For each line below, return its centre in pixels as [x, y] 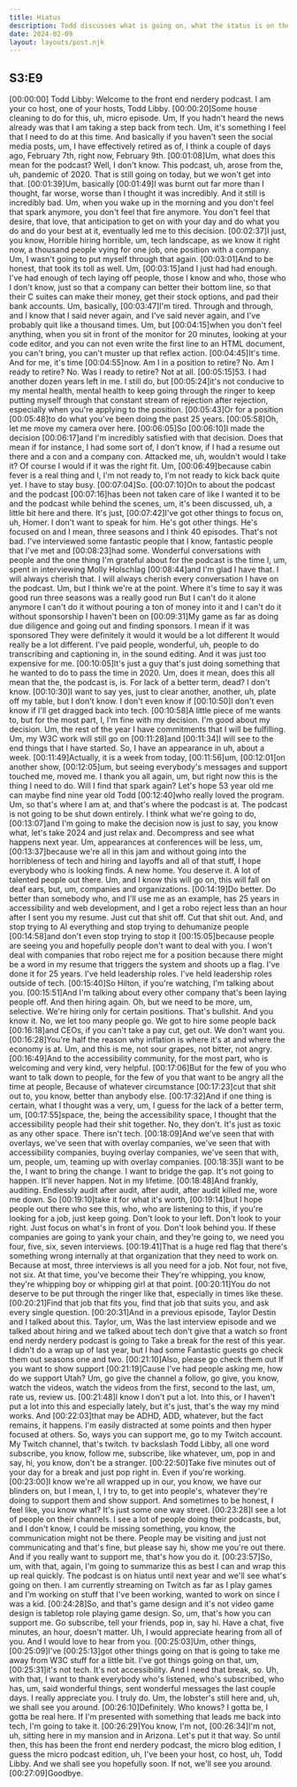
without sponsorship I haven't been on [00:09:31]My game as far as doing [144, 617]
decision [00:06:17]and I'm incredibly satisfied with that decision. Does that [146, 438]
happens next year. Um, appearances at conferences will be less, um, [136, 843]
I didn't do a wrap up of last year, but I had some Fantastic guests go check [146, 1350]
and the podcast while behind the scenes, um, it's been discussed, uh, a [141, 504]
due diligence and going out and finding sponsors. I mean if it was [129, 626]
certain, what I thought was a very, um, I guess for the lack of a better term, [147, 1105]
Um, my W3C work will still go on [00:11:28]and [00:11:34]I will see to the [141, 739]
